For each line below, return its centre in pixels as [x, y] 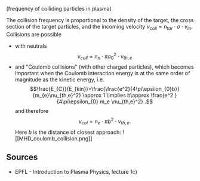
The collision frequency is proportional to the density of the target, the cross [100, 20]
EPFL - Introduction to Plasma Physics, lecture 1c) [76, 171]
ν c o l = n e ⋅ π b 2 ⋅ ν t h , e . [105, 121]
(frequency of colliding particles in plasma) [59, 9]
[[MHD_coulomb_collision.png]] [53, 138]
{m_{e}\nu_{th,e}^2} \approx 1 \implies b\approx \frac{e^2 [103, 96]
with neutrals [31, 46]
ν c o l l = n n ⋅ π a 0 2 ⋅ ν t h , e [105, 56]
